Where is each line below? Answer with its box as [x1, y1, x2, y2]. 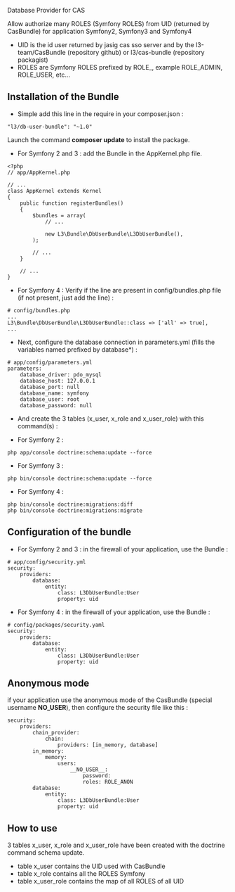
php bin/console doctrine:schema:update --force [7, 475, 152, 482]
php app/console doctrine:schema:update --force [7, 449, 152, 456]
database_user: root [20, 395, 80, 403]
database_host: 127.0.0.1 [20, 377, 96, 384]
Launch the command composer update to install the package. [7, 135, 190, 144]
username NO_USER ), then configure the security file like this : [7, 703, 188, 712]
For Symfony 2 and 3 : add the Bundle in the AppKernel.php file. [17, 149, 202, 158]
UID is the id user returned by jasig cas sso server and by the [17, 41, 194, 49]
